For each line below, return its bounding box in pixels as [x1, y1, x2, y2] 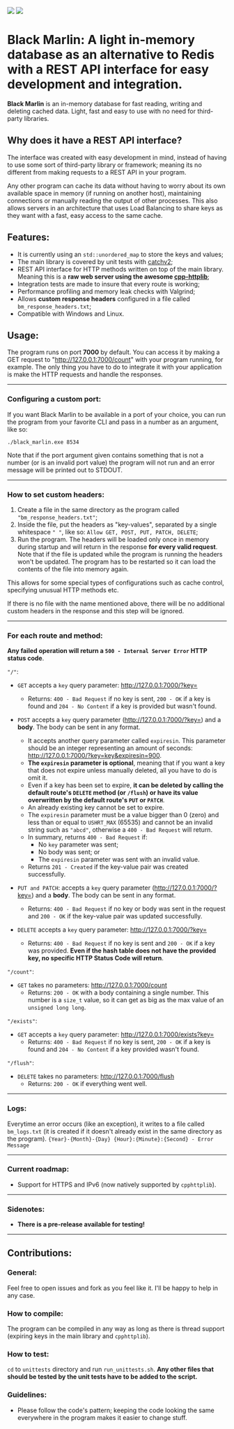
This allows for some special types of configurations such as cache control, [7, 578, 224, 587]
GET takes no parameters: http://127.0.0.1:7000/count [17, 981, 167, 990]
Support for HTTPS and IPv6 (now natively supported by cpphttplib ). [17, 1180, 217, 1189]
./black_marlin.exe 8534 [7, 439, 79, 446]
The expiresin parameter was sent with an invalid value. [38, 856, 200, 864]
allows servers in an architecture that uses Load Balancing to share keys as [7, 203, 223, 212]
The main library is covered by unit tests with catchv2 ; [17, 257, 173, 265]
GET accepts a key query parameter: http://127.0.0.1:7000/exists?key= [17, 1030, 214, 1039]
